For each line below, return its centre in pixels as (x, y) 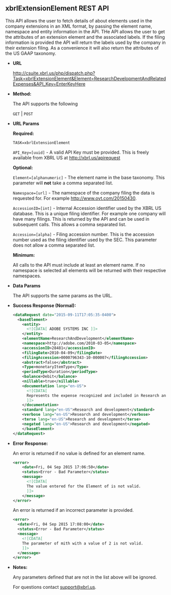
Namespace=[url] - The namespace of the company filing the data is (83, 193)
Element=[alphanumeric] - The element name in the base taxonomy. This (89, 177)
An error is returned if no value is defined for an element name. (79, 453)
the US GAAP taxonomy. (31, 53)
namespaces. (27, 276)
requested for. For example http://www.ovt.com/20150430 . (75, 198)
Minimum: (24, 255)
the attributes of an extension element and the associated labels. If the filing (85, 37)
